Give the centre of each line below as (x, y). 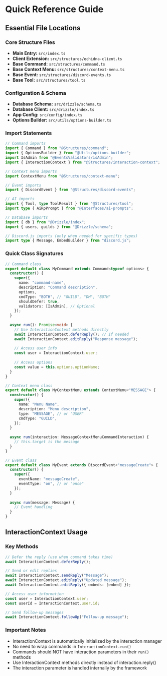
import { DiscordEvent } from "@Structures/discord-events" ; (70, 190)
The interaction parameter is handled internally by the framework (79, 668)
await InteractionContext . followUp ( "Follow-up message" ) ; (67, 617)
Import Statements (29, 133)
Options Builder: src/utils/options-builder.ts (62, 120)
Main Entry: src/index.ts (39, 53)
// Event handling (33, 507)
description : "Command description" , (58, 288)
